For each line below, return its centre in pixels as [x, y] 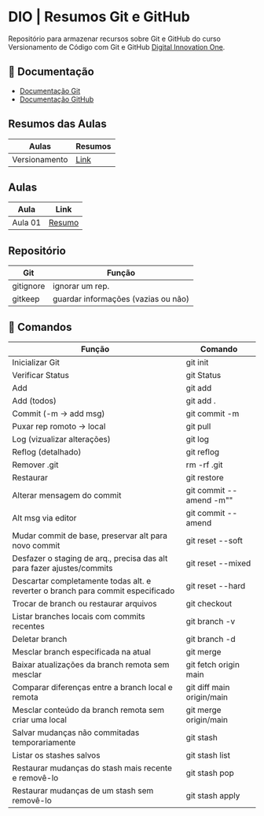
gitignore [29, 286]
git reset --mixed [218, 563]
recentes [28, 626]
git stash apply [213, 796]
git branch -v [211, 621]
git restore [205, 478]
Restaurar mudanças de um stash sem [83, 790]
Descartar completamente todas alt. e [82, 581]
